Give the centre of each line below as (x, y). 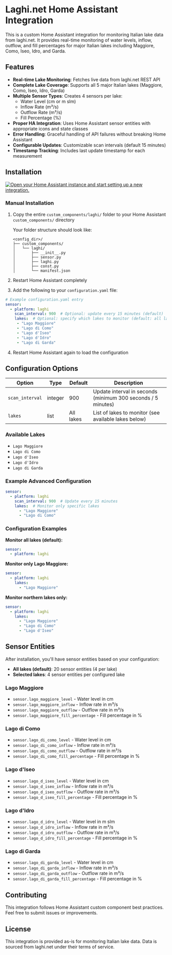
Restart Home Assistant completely (50, 280)
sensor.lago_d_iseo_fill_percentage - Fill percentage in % (75, 797)
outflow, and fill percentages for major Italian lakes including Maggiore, (80, 45)
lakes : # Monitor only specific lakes (57, 506)
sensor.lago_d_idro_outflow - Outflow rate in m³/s (66, 833)
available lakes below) (120, 419)
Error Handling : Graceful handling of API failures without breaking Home (89, 134)
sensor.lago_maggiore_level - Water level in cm (63, 699)
